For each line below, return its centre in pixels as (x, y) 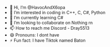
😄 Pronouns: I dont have (34, 35)
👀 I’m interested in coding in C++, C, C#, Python (57, 12)
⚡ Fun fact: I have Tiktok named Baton (47, 40)
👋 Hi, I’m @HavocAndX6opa (37, 7)
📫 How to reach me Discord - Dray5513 (49, 28)
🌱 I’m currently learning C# (36, 18)
